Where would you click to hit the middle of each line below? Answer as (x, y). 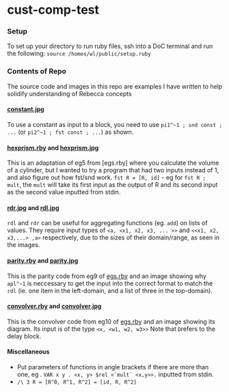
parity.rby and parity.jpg (43, 260)
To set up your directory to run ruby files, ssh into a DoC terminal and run (110, 46)
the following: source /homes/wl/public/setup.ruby (79, 54)
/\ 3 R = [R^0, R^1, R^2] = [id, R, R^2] (77, 382)
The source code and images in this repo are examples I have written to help (115, 86)
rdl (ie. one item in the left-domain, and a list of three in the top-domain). (110, 290)
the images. (24, 245)
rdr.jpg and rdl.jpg (33, 207)
